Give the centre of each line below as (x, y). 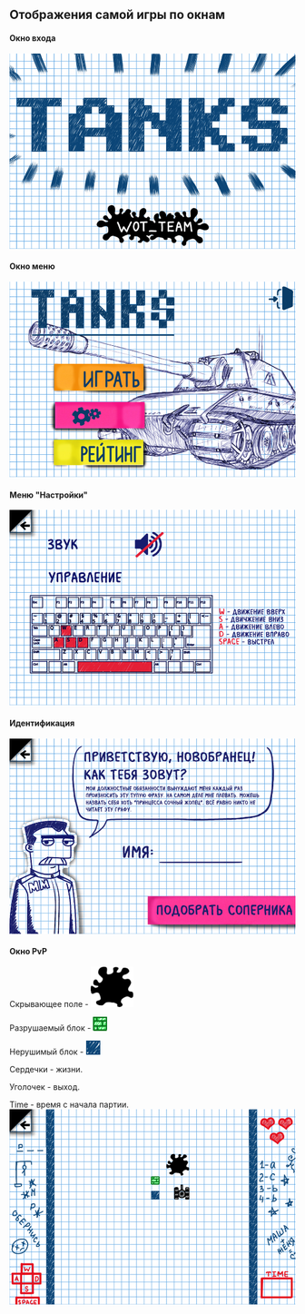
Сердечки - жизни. (46, 1069)
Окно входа (33, 38)
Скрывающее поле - (49, 1003)
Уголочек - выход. (44, 1087)
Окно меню (33, 266)
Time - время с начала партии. (69, 1104)
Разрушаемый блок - (50, 1027)
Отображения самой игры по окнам (117, 15)
